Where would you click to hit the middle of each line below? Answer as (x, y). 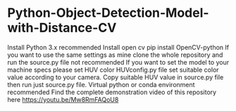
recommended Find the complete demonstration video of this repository (112, 92)
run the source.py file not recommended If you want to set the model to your (118, 62)
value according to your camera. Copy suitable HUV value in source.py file (116, 77)
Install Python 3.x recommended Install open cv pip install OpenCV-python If (118, 47)
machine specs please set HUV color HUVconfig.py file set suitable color (113, 70)
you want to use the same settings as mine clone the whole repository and (115, 55)
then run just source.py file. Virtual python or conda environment (101, 84)
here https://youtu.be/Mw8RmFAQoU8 (63, 99)
